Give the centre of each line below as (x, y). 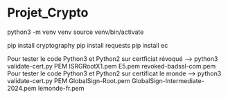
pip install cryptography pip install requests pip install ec (88, 45)
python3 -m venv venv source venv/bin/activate (76, 32)
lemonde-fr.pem (61, 88)
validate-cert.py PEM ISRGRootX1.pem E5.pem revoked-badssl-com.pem (112, 66)
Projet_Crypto (48, 13)
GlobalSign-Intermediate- (168, 80)
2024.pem (22, 88)
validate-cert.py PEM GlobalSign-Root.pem (69, 80)
